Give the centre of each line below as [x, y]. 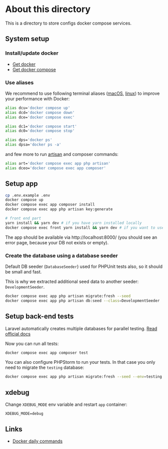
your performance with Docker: [37, 98]
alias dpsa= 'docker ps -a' [33, 145]
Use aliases [19, 82]
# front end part [23, 218]
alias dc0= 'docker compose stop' [40, 131]
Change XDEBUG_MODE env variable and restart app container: [66, 404]
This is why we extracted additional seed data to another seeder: [72, 281]
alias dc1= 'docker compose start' [41, 126]
